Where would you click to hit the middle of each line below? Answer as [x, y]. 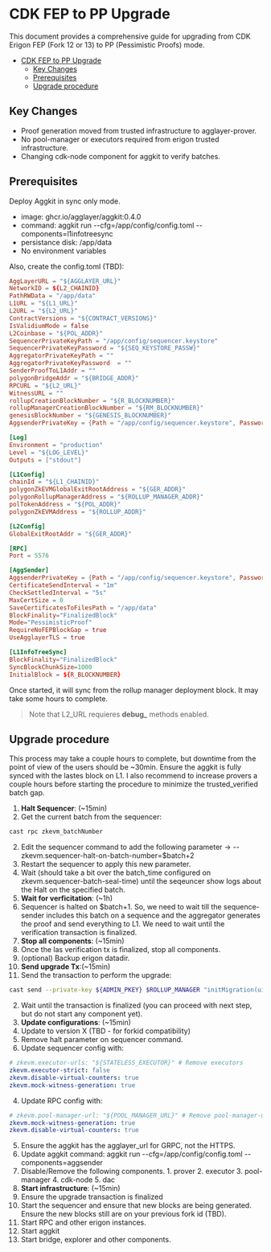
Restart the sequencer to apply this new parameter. [106, 864]
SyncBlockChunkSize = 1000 [51, 667]
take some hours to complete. [58, 698]
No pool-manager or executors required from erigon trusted [120, 139]
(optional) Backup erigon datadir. [75, 958]
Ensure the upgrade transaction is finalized [92, 1197]
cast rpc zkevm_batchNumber [56, 832]
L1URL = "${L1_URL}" [44, 304]
